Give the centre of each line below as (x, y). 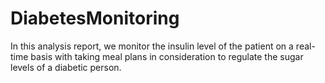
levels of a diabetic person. (66, 67)
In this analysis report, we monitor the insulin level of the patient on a (152, 46)
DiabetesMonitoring (95, 18)
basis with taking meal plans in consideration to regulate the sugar (167, 56)
